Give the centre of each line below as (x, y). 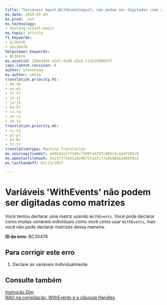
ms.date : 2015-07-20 (27, 14)
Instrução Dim (19, 292)
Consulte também (34, 280)
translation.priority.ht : (32, 79)
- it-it (13, 98)
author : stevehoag (24, 70)
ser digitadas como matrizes (65, 202)
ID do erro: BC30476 (27, 237)
